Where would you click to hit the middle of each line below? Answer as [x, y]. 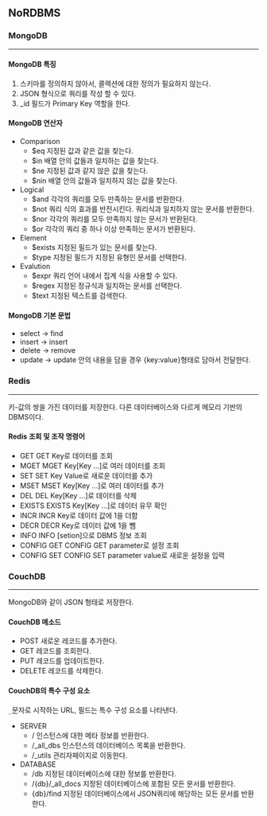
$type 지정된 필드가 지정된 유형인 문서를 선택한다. [109, 257]
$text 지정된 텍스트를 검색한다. [79, 296]
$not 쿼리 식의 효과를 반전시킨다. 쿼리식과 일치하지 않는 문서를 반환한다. [143, 209]
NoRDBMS [35, 13]
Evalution [35, 267]
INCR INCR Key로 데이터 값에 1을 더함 [79, 515]
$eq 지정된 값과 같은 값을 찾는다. [82, 151]
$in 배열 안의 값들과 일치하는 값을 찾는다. [95, 161]
